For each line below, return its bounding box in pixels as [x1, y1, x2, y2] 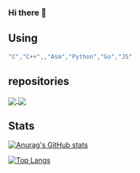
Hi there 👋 [8, 7, 47, 18]
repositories [8, 75, 70, 88]
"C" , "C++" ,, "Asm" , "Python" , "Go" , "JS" [8, 52, 133, 60]
